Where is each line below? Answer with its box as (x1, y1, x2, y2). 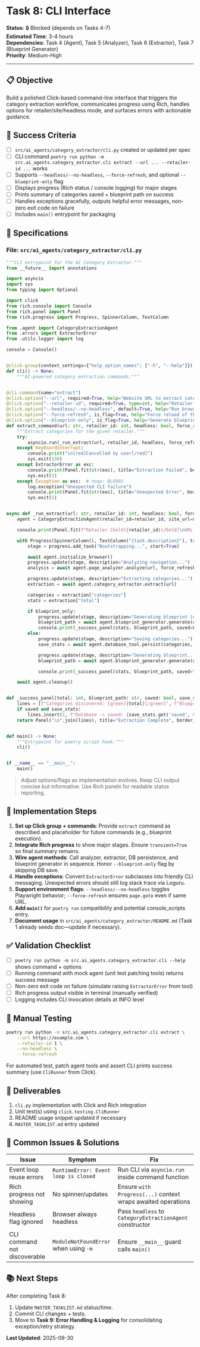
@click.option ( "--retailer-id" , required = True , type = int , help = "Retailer (6, 400, 193, 407)
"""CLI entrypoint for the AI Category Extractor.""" (6, 259, 143, 265)
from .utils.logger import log (6, 336, 84, 342)
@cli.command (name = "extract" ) (6, 390, 82, 396)
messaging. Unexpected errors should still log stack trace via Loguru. (14, 879, 186, 886)
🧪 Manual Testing (6, 1013, 72, 1024)
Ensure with (117, 1182, 151, 1191)
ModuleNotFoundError (52, 1238, 111, 1245)
